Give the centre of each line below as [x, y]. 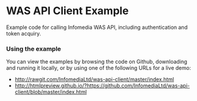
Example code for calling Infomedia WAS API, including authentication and [97, 27]
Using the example [34, 48]
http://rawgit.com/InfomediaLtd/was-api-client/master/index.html [94, 79]
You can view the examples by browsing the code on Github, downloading [97, 62]
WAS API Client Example [67, 11]
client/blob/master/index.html [51, 92]
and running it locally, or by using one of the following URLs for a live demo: [99, 68]
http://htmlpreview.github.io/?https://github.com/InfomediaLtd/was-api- [102, 86]
